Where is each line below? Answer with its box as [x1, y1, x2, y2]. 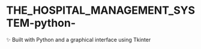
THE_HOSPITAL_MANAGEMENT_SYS [6, 4, 196, 17]
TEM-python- [6, 16, 76, 30]
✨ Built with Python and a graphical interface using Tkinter [6, 36, 151, 43]
